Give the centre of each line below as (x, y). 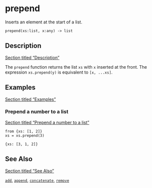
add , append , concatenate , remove (37, 180)
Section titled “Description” (32, 57)
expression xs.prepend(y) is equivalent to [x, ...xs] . (59, 72)
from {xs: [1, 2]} (24, 131)
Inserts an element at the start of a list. (44, 22)
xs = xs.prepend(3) (25, 135)
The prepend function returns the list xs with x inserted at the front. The (76, 67)
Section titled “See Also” (30, 170)
